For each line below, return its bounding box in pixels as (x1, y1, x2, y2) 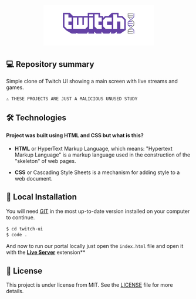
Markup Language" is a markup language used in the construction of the (14, 151, 191, 158)
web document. (14, 175, 53, 182)
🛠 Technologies (6, 113, 66, 123)
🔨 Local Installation (6, 192, 77, 202)
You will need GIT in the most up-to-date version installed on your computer (6, 208, 190, 215)
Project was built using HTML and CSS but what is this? (6, 132, 144, 139)
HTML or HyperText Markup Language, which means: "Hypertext (14, 145, 173, 152)
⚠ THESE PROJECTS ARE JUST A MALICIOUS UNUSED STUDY (6, 96, 138, 102)
